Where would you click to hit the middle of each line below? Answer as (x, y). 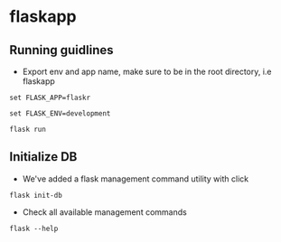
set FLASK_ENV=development (60, 114)
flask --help (34, 228)
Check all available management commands (104, 212)
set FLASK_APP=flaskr (50, 98)
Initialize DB (43, 157)
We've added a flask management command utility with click (136, 179)
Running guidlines (62, 50)
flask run (28, 129)
